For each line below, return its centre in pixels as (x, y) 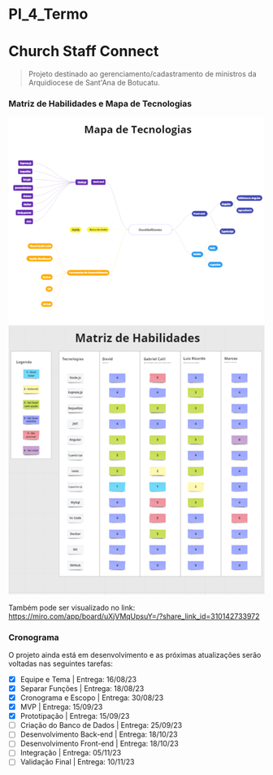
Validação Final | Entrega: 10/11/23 (77, 762)
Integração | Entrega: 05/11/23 (71, 753)
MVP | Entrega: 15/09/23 (61, 707)
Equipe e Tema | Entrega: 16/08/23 (78, 679)
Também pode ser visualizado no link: (72, 607)
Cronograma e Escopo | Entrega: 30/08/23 (92, 698)
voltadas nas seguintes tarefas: (61, 663)
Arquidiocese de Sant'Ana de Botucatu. (94, 83)
